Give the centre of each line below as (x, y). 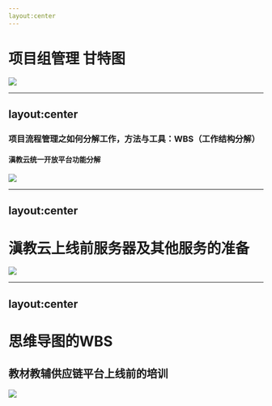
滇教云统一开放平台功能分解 (55, 160)
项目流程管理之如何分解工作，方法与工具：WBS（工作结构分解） (134, 139)
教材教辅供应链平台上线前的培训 (88, 374)
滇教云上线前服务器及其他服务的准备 (129, 248)
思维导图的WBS (61, 341)
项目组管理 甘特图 (67, 58)
